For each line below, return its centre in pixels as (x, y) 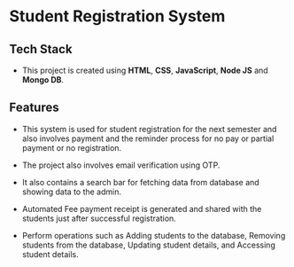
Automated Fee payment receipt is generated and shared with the (142, 208)
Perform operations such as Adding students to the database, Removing (154, 235)
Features (34, 108)
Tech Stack (41, 49)
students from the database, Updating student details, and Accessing (149, 245)
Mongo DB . (43, 80)
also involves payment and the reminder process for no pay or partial (148, 138)
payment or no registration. (72, 147)
